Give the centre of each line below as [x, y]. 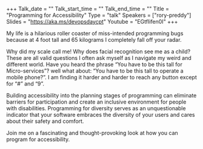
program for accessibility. [38, 139]
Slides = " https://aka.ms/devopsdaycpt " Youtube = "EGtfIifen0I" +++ [92, 22]
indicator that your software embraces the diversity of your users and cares [101, 115]
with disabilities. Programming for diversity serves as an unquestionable [96, 108]
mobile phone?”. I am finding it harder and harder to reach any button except [101, 77]
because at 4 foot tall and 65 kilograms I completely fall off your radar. [94, 40]
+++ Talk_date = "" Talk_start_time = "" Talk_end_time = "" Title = [88, 9]
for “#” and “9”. [25, 84]
